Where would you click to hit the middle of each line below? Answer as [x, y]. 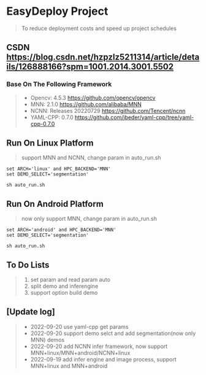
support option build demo [64, 293]
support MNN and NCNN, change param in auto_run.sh [91, 158]
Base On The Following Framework [59, 84]
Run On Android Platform [55, 204]
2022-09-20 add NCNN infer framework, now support [99, 346]
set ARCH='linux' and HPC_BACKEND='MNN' [59, 169]
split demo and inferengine [64, 286]
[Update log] [31, 312]
